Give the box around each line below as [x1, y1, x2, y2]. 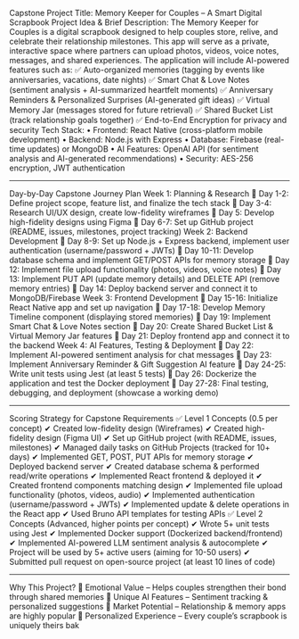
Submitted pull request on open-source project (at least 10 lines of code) [9, 557, 276, 567]
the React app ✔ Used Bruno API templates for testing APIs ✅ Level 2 [9, 509, 263, 519]
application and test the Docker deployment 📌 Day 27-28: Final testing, [9, 378, 269, 388]
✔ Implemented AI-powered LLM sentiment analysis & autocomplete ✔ [9, 537, 269, 548]
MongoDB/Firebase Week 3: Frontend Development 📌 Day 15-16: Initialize [9, 293, 279, 303]
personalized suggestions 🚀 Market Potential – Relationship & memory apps [9, 602, 287, 611]
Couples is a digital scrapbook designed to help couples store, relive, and [9, 27, 279, 37]
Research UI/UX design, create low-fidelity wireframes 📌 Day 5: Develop [9, 207, 275, 218]
